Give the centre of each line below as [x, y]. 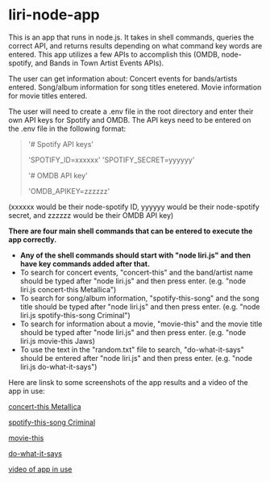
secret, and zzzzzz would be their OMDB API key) [91, 215]
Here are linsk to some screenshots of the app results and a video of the [128, 382]
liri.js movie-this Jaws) [57, 341]
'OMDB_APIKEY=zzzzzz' [69, 191]
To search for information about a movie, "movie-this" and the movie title [141, 324]
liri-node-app [54, 15]
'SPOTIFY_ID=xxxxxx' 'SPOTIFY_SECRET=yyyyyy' [111, 160]
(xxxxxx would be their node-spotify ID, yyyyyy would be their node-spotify [134, 207]
